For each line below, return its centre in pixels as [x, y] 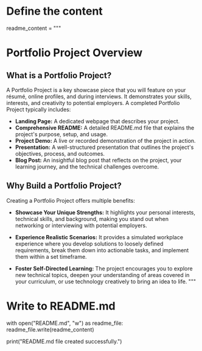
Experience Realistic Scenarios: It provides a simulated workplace [99, 237]
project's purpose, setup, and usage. [61, 134]
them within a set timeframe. [51, 256]
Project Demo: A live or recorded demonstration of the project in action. [105, 140]
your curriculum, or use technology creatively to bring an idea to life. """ [106, 281]
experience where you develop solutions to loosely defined [89, 244]
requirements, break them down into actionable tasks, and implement [102, 250]
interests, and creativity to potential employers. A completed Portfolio [93, 103]
